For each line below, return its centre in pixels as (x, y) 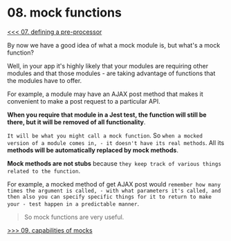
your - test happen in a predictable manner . (73, 203)
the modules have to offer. (45, 80)
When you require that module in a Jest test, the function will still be (107, 115)
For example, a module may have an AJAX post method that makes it (105, 94)
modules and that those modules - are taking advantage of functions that (111, 73)
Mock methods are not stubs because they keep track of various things (114, 163)
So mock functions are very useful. (74, 217)
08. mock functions (65, 13)
